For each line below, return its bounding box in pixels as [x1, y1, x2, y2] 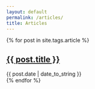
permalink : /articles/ [6, 15, 64, 21]
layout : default [6, 8, 47, 15]
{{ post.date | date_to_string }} [6, 70, 82, 77]
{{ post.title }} [6, 54, 61, 64]
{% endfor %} [6, 77, 41, 84]
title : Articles [6, 20, 47, 26]
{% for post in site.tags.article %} [6, 37, 90, 44]
